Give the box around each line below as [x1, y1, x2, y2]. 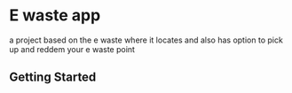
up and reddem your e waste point [9, 43, 136, 54]
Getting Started [9, 70, 97, 85]
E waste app [9, 5, 101, 26]
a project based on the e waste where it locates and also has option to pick [9, 35, 284, 45]
